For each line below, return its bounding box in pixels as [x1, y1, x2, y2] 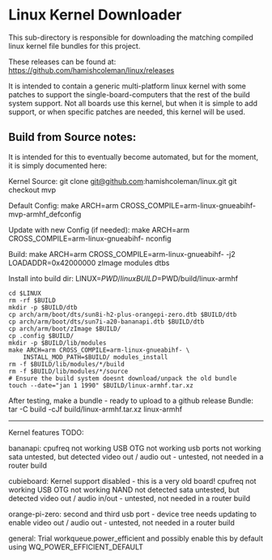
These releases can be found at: [8, 57, 117, 66]
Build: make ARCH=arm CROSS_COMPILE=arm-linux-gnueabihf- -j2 [8, 249, 236, 259]
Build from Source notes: [8, 130, 137, 144]
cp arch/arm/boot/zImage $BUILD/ [8, 324, 121, 333]
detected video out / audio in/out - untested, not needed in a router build [8, 493, 251, 503]
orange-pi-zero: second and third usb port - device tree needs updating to [8, 509, 257, 519]
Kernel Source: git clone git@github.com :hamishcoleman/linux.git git [8, 176, 237, 186]
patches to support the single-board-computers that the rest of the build [8, 89, 251, 99]
